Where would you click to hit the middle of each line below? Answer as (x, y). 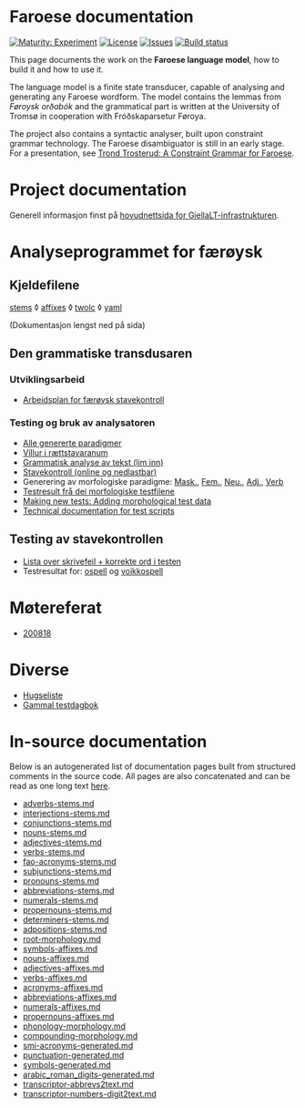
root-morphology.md (62, 939)
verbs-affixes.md (55, 978)
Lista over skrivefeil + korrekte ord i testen (102, 561)
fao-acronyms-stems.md (69, 862)
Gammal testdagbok (60, 704)
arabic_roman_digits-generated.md (88, 1075)
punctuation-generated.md (73, 1055)
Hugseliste (43, 695)
